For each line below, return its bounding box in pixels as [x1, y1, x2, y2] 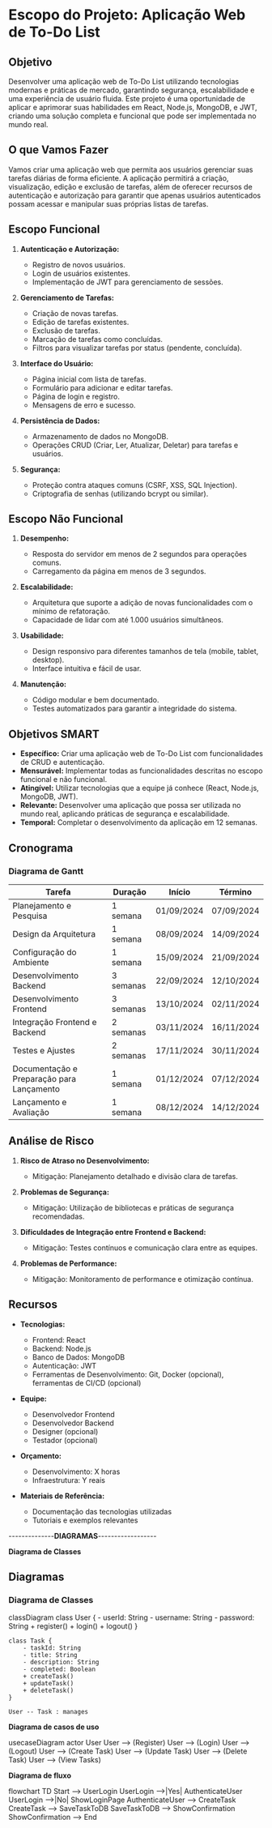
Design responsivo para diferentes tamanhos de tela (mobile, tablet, [32, 647, 259, 656]
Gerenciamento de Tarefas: [19, 293, 115, 302]
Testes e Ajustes [12, 1044, 75, 1056]
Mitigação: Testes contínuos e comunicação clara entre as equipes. [32, 1242, 257, 1253]
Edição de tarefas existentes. [32, 317, 130, 327]
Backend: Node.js [32, 1343, 91, 1353]
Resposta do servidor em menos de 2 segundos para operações [32, 549, 247, 559]
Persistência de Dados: [19, 416, 100, 425]
